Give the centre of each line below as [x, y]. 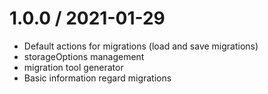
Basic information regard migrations [97, 78]
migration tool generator [73, 67]
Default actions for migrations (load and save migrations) [141, 46]
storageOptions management [84, 56]
